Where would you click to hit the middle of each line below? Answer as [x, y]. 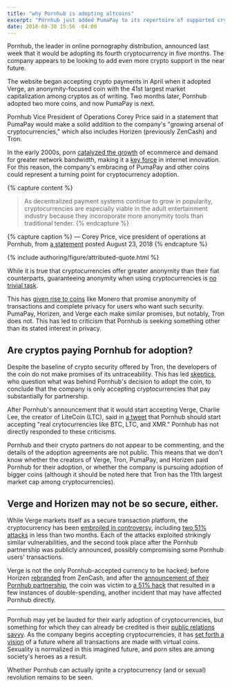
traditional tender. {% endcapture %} [77, 223]
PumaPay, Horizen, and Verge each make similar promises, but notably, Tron [116, 314]
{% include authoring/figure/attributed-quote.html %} [83, 257]
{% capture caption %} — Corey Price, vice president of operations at [106, 237]
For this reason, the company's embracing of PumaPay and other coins [108, 167]
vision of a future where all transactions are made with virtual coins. [104, 642]
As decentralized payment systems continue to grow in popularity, [118, 201]
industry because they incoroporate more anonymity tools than [114, 216]
